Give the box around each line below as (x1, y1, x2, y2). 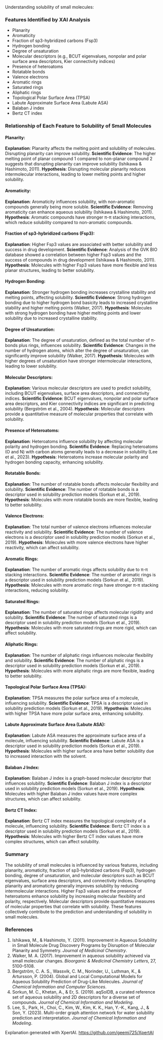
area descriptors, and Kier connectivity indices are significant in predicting (5, 401, 155, 407)
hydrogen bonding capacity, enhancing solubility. (5, 459, 104, 465)
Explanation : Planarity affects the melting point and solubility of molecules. (5, 145, 156, 151)
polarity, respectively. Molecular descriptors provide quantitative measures (5, 898, 155, 904)
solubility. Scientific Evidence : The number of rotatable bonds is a (5, 486, 139, 492)
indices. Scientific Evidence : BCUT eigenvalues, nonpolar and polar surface (5, 395, 159, 402)
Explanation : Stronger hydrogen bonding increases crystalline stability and (5, 289, 156, 295)
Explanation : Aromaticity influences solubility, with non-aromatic (5, 199, 135, 204)
